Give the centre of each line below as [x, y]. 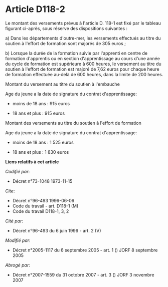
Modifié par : [18, 240]
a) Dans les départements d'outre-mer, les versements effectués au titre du [83, 38]
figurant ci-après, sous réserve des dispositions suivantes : [66, 28]
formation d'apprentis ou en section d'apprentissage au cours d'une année [83, 58]
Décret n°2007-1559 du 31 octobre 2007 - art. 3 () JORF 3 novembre [83, 274]
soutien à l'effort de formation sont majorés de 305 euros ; [66, 43]
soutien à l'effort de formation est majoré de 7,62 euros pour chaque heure [82, 69]
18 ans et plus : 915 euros [39, 113]
